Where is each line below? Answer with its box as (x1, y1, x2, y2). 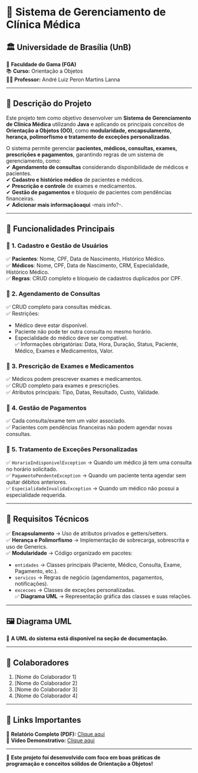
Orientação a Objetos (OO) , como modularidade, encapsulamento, (6, 127, 172, 134)
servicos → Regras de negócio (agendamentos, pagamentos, (14, 574, 164, 581)
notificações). (14, 580, 49, 587)
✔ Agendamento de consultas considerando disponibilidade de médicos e (6, 163, 189, 170)
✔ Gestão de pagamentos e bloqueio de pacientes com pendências (6, 189, 172, 196)
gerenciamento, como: (6, 157, 61, 164)
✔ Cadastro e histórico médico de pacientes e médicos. (6, 176, 144, 183)
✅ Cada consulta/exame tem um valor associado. (6, 417, 126, 425)
